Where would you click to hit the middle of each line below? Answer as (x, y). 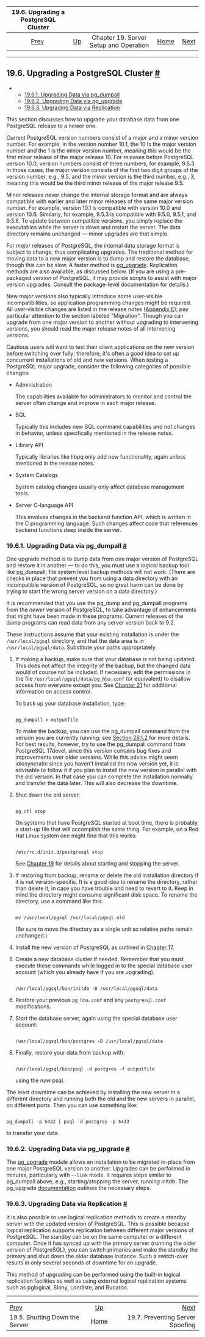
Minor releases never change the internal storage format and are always (97, 195)
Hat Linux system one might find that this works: (76, 836)
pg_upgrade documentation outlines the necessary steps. (79, 1188)
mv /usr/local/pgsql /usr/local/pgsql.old (70, 918)
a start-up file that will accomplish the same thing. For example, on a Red (107, 830)
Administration (34, 384)
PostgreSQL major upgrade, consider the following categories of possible (99, 366)
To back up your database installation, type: (70, 703)
